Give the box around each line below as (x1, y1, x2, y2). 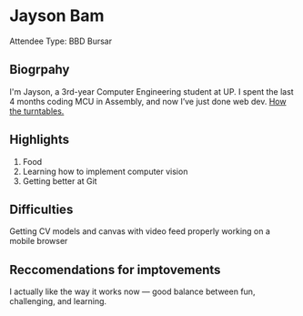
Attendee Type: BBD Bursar (9, 36, 113, 46)
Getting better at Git (22, 175, 97, 187)
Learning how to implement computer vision (22, 166, 188, 177)
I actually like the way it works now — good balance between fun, (9, 286, 256, 297)
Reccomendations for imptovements (9, 261, 221, 278)
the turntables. (9, 106, 65, 117)
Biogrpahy (9, 62, 70, 77)
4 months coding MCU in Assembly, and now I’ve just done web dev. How (9, 96, 287, 107)
